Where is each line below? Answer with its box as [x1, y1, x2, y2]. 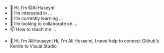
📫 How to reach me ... [9, 26, 56, 32]
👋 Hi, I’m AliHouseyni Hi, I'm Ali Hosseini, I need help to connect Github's [9, 38, 160, 43]
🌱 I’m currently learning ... [9, 15, 63, 21]
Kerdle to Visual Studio [9, 43, 57, 49]
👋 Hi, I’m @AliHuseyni [9, 5, 55, 10]
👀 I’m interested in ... [9, 10, 52, 16]
